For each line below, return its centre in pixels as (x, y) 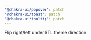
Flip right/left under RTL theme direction (45, 33)
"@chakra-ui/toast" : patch (32, 14)
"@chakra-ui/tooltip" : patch (35, 19)
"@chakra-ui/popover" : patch (35, 10)
